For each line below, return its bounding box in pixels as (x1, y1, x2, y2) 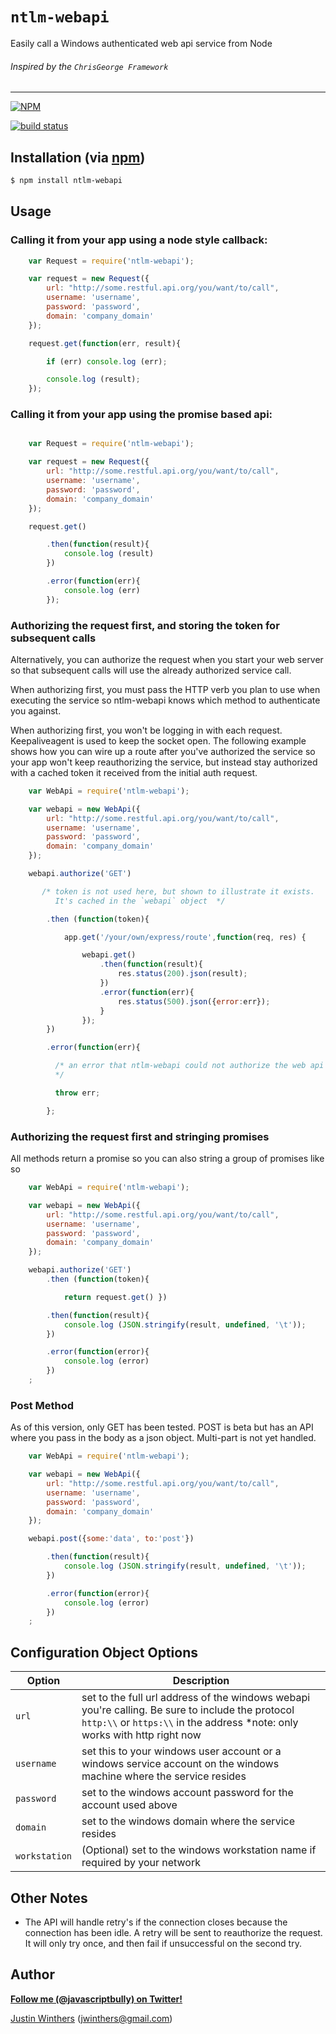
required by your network (81, 1856, 201, 1870)
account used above (81, 1798, 178, 1812)
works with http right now (81, 1728, 202, 1742)
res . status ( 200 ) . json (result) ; (117, 969, 248, 979)
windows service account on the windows (81, 1757, 280, 1771)
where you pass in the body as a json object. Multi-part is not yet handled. (10, 1432, 317, 1444)
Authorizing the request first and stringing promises (10, 1129, 270, 1143)
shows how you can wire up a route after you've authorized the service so (10, 745, 316, 757)
